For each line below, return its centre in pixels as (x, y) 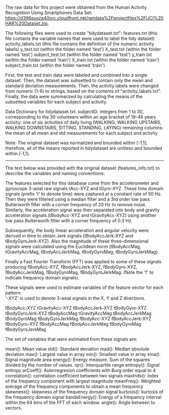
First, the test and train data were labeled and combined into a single (76, 75)
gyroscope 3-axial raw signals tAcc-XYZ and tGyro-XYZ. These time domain (84, 188)
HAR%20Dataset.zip (26, 23)
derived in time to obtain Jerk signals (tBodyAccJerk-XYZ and (69, 236)
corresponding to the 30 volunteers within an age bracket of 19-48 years (80, 117)
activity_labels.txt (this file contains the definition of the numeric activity (80, 44)
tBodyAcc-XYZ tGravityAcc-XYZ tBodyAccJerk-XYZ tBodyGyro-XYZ (76, 308)
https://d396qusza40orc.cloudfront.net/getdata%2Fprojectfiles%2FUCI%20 (84, 18)
